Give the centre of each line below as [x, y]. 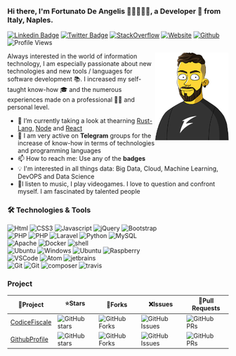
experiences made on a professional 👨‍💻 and [71, 100]
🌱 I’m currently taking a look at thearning [76, 121]
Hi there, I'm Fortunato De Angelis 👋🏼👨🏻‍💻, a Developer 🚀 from [114, 11]
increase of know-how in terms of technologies [86, 143]
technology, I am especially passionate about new [80, 64]
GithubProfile [29, 339]
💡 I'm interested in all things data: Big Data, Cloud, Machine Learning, [118, 169]
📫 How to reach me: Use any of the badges [81, 159]
